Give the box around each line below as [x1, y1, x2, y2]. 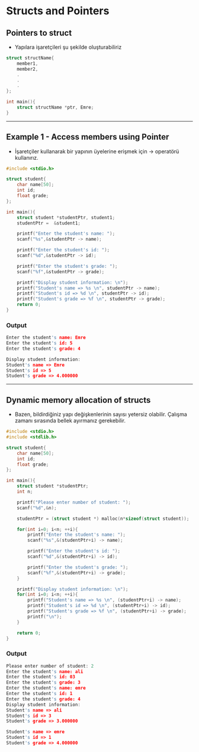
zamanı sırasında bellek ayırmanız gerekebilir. [14, 417, 126, 424]
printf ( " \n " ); [27, 614, 62, 620]
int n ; [17, 489, 33, 495]
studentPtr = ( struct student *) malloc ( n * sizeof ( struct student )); [17, 516, 190, 522]
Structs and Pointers [6, 4, 110, 18]
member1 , [17, 61, 38, 67]
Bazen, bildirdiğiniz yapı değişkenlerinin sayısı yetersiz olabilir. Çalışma [14, 411, 188, 418]
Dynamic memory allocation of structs [6, 395, 151, 405]
